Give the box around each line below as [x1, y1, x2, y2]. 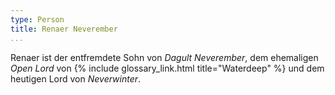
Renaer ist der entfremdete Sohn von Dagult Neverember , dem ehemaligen [10, 51, 319, 63]
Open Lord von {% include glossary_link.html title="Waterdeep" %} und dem [10, 62, 325, 74]
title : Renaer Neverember [10, 24, 118, 34]
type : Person [10, 14, 65, 25]
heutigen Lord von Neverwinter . [10, 72, 142, 85]
